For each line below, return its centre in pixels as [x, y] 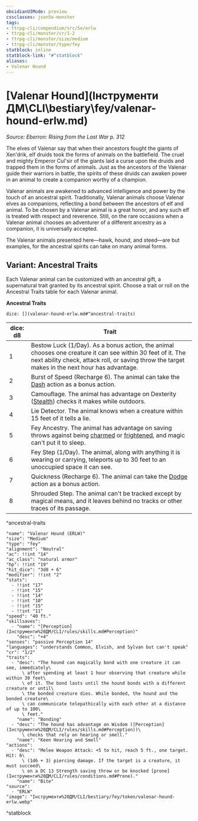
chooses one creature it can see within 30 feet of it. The [108, 353]
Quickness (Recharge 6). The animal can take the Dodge [109, 477]
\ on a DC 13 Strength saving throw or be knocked [85, 771]
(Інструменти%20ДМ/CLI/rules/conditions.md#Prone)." [72, 776]
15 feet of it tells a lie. [61, 418]
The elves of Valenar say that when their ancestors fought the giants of [92, 149]
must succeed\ [24, 766]
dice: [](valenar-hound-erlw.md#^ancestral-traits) [71, 314]
